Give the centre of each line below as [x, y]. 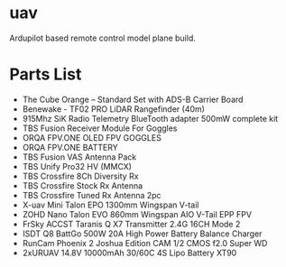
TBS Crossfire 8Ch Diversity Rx [80, 176]
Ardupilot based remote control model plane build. [103, 38]
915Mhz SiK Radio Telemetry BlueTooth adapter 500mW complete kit [150, 118]
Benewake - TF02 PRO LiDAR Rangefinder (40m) [114, 109]
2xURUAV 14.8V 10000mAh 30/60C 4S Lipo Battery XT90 [129, 253]
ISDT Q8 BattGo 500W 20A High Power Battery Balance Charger [142, 234]
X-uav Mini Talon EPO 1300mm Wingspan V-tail [111, 205]
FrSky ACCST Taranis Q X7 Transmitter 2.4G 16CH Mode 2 [131, 224]
